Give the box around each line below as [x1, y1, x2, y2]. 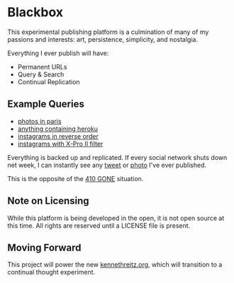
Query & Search [17, 70, 65, 79]
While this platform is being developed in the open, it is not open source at [7, 214, 225, 222]
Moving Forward [7, 241, 82, 253]
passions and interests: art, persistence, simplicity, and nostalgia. [7, 35, 199, 43]
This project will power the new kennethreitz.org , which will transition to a [7, 260, 223, 269]
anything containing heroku [17, 125, 98, 133]
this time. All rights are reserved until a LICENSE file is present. [7, 221, 191, 230]
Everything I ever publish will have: [7, 49, 109, 57]
